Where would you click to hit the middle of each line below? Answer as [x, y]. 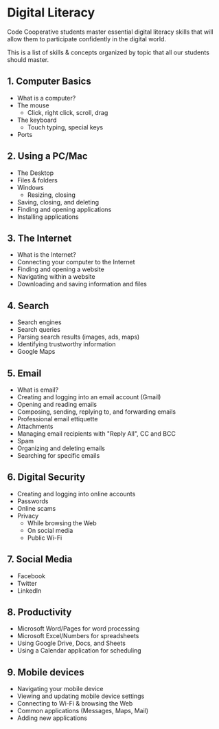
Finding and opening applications [64, 209]
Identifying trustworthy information [66, 344]
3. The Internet [39, 238]
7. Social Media [40, 559]
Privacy [28, 516]
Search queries [38, 330]
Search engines [39, 322]
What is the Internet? [47, 255]
